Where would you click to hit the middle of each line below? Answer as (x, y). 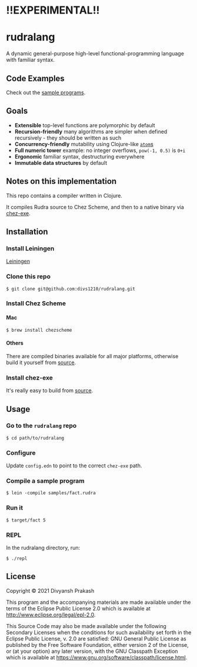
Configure (21, 453)
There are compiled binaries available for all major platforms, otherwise (92, 356)
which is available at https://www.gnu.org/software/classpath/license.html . (97, 657)
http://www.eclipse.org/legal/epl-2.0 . (51, 615)
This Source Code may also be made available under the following (86, 626)
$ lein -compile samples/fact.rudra (51, 493)
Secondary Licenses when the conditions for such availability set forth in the (99, 632)
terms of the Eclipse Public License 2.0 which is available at (79, 608)
